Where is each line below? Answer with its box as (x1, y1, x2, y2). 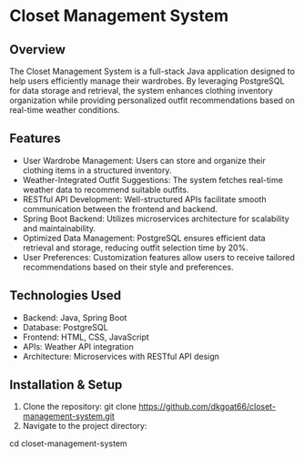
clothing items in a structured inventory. (22, 165, 172, 176)
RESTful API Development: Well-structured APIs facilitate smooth (22, 193, 267, 205)
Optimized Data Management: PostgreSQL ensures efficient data (22, 232, 266, 243)
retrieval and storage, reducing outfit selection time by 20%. (22, 242, 248, 253)
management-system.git (22, 411, 116, 422)
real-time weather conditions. (9, 105, 120, 115)
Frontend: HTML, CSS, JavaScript (22, 331, 150, 342)
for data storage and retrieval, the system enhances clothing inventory (9, 86, 273, 96)
